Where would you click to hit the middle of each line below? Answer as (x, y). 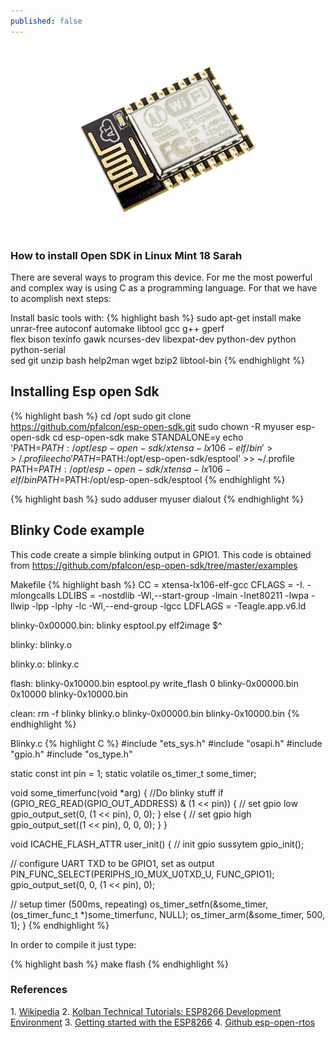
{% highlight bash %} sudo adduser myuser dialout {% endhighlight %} (157, 499)
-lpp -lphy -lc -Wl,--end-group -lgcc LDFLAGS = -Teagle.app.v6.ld (169, 606)
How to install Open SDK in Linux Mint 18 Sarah (126, 255)
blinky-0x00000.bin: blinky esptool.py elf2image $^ (116, 625)
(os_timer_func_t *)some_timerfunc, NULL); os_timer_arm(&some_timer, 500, (168, 914)
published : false (46, 21)
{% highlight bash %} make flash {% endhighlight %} (119, 964)
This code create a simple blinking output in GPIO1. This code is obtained (161, 554)
